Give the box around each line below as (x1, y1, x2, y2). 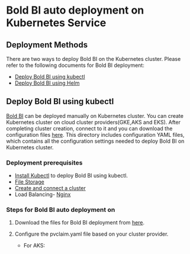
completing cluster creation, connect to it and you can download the (6, 125, 173, 132)
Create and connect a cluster (14, 185, 86, 192)
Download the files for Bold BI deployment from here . (14, 219, 145, 226)
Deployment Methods (6, 40, 88, 50)
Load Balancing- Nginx (14, 191, 71, 198)
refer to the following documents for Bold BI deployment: (6, 62, 145, 69)
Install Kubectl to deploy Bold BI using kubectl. (14, 172, 128, 179)
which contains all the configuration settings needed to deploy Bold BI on (6, 137, 185, 144)
